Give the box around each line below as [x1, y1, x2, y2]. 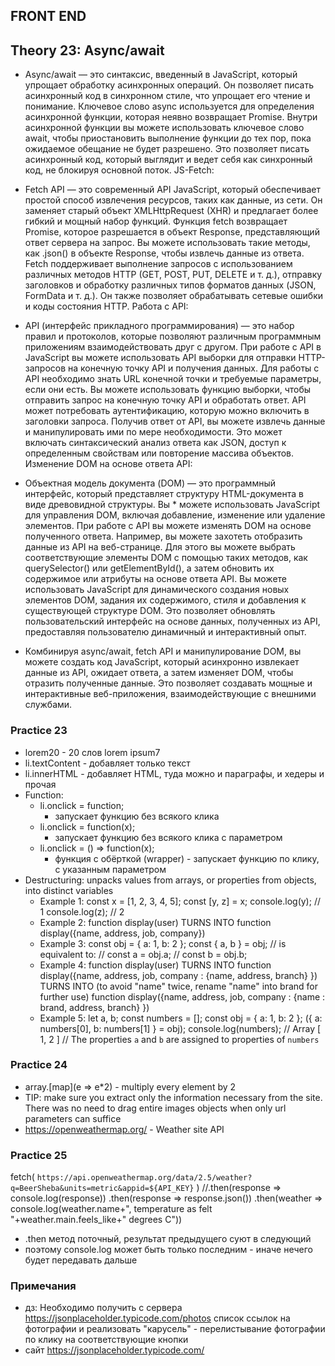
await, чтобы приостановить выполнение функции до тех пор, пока [24, 132, 312, 144]
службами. [24, 699, 73, 711]
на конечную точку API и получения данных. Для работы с [68, 362, 320, 374]
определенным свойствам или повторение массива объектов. [24, 447, 295, 459]
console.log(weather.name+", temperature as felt [10, 1203, 213, 1215]
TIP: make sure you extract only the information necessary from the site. [24, 1091, 323, 1103]
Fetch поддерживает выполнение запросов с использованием [24, 258, 293, 270]
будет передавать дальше [24, 1254, 138, 1266]
